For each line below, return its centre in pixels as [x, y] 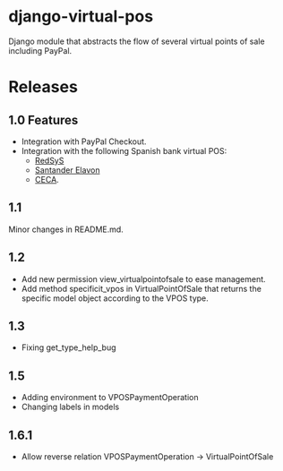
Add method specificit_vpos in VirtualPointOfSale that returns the [141, 288]
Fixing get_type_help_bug [69, 347]
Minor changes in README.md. [66, 229]
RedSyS [49, 160]
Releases [43, 87]
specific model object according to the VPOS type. [115, 298]
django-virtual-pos [81, 17]
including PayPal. [40, 50]
